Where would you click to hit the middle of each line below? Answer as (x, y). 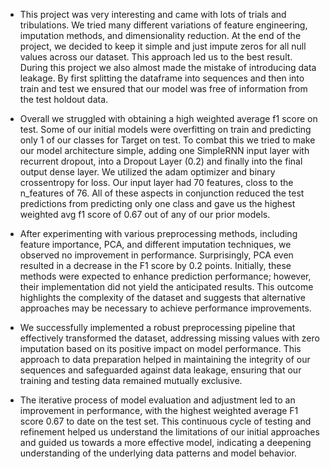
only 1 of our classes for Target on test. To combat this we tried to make (167, 140)
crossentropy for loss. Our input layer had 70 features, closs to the (156, 182)
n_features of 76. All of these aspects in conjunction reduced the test (162, 193)
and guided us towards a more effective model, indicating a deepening (165, 442)
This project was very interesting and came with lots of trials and (153, 14)
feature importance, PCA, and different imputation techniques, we (155, 244)
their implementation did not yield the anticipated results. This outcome (166, 287)
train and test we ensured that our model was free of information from (163, 88)
